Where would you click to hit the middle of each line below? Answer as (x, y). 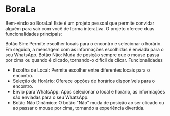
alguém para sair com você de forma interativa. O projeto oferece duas (80, 28)
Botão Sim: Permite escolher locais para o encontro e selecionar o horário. (83, 43)
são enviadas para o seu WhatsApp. (51, 97)
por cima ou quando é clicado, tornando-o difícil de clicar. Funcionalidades (84, 60)
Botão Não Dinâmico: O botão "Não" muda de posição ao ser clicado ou (88, 102)
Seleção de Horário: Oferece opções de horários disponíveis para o (83, 81)
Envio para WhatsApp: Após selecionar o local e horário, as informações (89, 91)
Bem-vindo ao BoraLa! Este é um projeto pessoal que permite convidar (80, 23)
